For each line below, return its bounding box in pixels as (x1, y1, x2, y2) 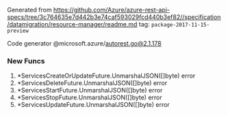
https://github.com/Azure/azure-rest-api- (53, 6, 170, 14)
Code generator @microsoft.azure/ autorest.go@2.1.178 (7, 39, 162, 47)
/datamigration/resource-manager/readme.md (7, 20, 138, 28)
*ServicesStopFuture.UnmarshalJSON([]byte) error (16, 93, 162, 101)
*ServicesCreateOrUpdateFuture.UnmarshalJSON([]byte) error (16, 71, 196, 80)
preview (7, 27, 29, 34)
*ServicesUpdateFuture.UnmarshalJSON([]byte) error (16, 101, 170, 109)
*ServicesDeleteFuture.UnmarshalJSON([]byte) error (16, 79, 168, 87)
